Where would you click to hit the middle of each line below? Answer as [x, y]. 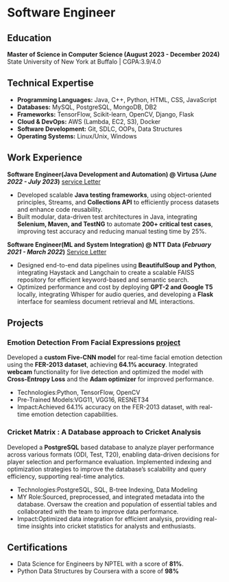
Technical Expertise [50, 83]
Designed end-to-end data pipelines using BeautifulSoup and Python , [117, 265]
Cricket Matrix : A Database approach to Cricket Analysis [104, 432]
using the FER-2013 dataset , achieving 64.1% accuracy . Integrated [103, 365]
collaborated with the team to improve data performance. [98, 511]
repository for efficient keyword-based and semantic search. [103, 280]
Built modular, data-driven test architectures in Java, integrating [107, 217]
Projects [25, 323]
